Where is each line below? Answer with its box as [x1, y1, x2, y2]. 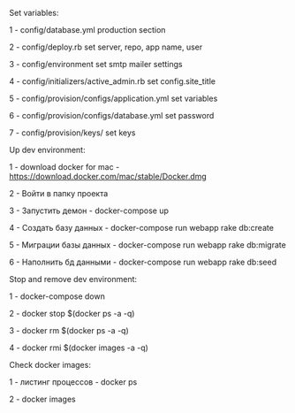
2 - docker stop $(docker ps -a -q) [9, 309, 135, 318]
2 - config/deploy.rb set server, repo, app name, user [9, 42, 203, 52]
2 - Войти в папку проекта [9, 188, 109, 198]
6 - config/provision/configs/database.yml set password [9, 111, 215, 120]
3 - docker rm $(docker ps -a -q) [9, 325, 130, 335]
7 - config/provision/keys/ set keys [9, 127, 136, 138]
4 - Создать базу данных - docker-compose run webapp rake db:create [9, 223, 274, 233]
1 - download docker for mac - [9, 162, 120, 172]
